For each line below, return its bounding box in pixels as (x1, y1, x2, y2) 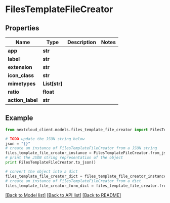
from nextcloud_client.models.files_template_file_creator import (5, 127, 148, 132)
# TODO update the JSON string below (5, 136, 85, 141)
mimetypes (8, 80, 36, 87)
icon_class (8, 72, 34, 79)
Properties (5, 24, 39, 32)
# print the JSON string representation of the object (5, 155, 123, 160)
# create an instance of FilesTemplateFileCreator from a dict (5, 178, 142, 183)
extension (8, 64, 32, 70)
